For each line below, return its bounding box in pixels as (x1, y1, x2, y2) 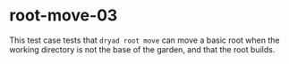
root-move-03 (9, 5, 118, 26)
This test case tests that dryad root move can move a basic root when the (9, 35, 280, 45)
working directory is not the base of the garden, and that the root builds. (9, 44, 276, 54)
